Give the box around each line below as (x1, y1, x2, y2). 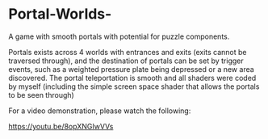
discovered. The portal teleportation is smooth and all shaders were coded (8, 73, 257, 82)
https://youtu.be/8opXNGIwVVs (8, 121, 114, 131)
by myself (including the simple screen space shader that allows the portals (8, 82, 260, 91)
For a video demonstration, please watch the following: (8, 106, 191, 116)
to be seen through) (8, 90, 74, 99)
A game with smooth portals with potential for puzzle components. (8, 32, 230, 41)
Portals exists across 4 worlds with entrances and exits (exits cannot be (8, 47, 248, 57)
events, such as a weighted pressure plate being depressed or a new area (8, 64, 254, 74)
